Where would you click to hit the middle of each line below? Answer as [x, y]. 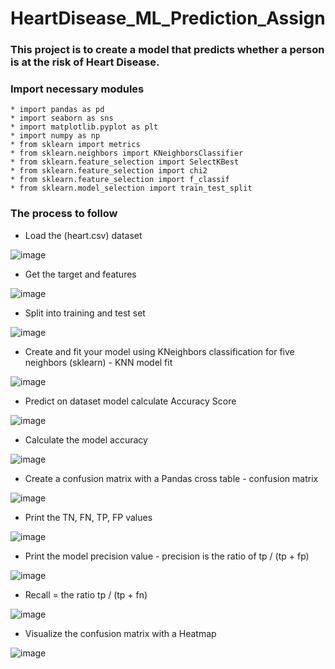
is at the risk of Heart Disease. [85, 62]
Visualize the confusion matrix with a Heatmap [120, 633]
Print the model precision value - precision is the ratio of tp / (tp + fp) [167, 556]
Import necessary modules [77, 89]
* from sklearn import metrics [75, 145]
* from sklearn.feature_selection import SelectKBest [125, 162]
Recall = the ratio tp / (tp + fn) [86, 594]
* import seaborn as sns [62, 118]
